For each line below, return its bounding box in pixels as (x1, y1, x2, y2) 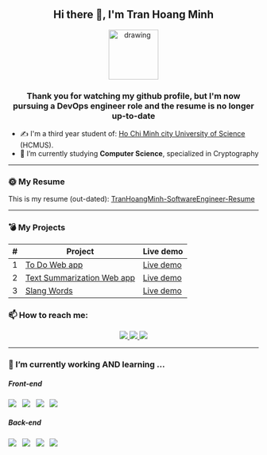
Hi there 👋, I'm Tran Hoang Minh (52, 8, 215, 22)
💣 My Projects (8, 222, 66, 233)
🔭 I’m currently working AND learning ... (8, 359, 165, 370)
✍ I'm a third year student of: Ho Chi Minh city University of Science (19, 129, 246, 139)
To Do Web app (25, 259, 83, 270)
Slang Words (25, 284, 73, 296)
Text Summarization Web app (25, 272, 136, 283)
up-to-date (111, 110, 156, 121)
